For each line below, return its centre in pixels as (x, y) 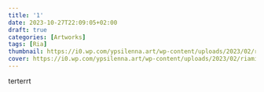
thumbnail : (26, 51)
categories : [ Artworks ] (47, 37)
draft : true (27, 30)
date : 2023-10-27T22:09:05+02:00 (63, 23)
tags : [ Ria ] (27, 44)
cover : (19, 59)
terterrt (20, 81)
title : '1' (26, 15)
